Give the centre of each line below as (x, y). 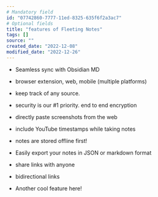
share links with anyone (45, 164)
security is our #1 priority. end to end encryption (76, 105)
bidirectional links (37, 176)
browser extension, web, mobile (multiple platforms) (81, 81)
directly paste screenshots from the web (66, 117)
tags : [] (17, 35)
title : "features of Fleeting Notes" (55, 29)
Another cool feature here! (49, 188)
